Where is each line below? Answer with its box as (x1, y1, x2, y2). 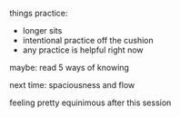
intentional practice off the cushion (22, 35, 155, 45)
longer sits (22, 25, 63, 35)
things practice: (9, 8, 68, 18)
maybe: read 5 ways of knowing (9, 63, 130, 73)
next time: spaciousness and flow (9, 80, 135, 90)
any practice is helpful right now (22, 44, 144, 55)
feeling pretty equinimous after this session (9, 97, 172, 108)
